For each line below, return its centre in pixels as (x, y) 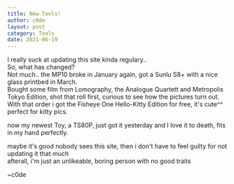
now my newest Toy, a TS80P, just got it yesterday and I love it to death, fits (117, 125)
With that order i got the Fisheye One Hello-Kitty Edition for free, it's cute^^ (115, 104)
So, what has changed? (41, 67)
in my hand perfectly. (38, 133)
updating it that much (38, 154)
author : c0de (26, 20)
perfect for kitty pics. (37, 112)
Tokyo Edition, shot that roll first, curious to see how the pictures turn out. (113, 97)
